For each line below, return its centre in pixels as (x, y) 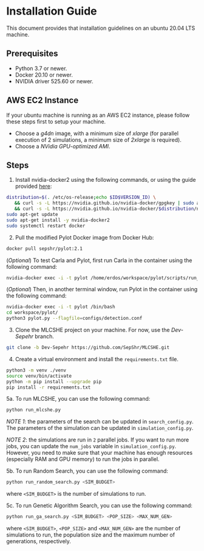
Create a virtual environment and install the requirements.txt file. (97, 359)
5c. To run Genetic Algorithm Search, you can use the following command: (100, 505)
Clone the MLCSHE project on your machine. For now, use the (92, 330)
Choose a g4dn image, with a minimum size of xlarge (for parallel (97, 133)
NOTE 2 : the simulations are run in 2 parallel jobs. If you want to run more (98, 440)
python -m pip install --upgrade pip (54, 381)
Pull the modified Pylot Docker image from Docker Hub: (84, 237)
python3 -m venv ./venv (36, 370)
